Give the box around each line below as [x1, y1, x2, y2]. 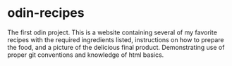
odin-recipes [7, 5, 85, 21]
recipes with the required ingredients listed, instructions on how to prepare [7, 35, 224, 44]
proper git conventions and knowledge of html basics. [7, 51, 164, 59]
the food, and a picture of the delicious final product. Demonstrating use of [7, 43, 225, 51]
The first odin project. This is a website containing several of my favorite [7, 28, 217, 37]
